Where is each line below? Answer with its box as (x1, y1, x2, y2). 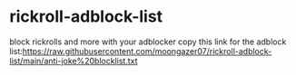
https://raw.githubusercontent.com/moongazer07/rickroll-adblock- (22, 45, 272, 56)
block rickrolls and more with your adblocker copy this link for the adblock (9, 36, 287, 47)
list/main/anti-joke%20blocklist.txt (9, 55, 138, 66)
